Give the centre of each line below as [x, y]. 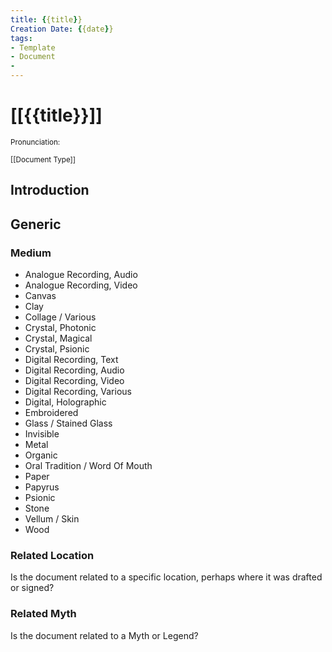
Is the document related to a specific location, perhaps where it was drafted [166, 577]
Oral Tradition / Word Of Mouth [88, 466]
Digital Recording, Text [71, 360]
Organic [41, 455]
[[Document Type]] [43, 159]
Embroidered [51, 413]
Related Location [52, 555]
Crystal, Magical [58, 338]
